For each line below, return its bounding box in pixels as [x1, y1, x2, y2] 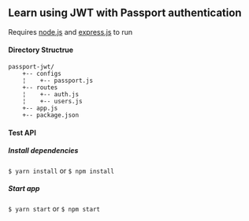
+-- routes [22, 84, 58, 92]
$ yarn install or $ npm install [8, 166, 114, 175]
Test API [8, 128, 37, 137]
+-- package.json [22, 111, 80, 119]
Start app [8, 184, 40, 193]
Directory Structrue [8, 45, 73, 54]
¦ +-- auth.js [22, 91, 80, 99]
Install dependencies [8, 146, 79, 155]
